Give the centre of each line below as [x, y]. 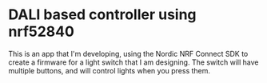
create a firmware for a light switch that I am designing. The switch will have [133, 62]
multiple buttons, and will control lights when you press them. [109, 70]
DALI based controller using [103, 15]
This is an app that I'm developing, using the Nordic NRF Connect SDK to [128, 53]
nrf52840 [41, 32]
